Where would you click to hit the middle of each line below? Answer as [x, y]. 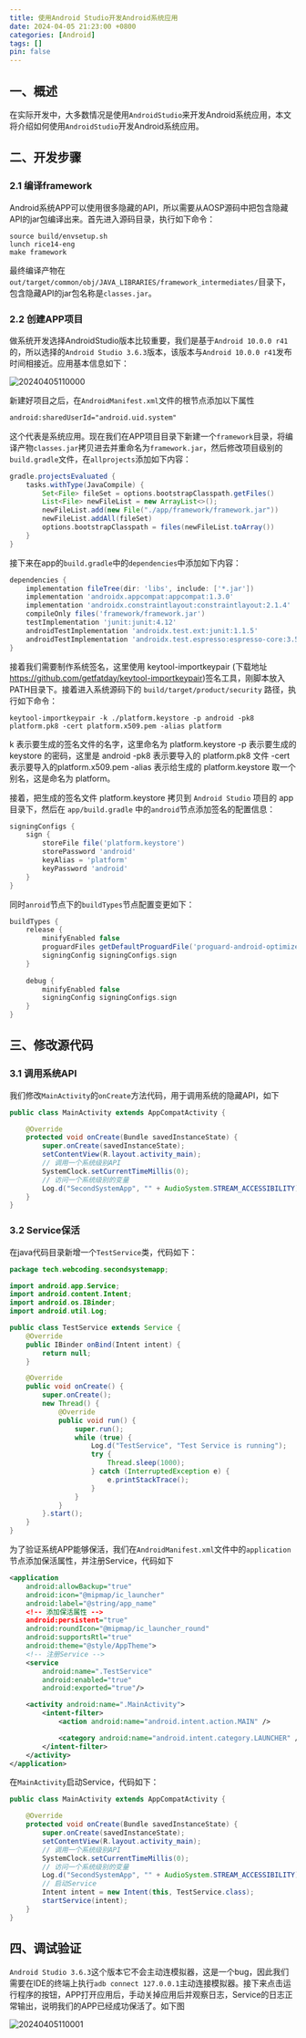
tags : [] [26, 43]
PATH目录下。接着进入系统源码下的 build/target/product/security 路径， [149, 689]
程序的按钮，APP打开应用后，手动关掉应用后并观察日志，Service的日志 [151, 1995]
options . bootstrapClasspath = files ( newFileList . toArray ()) [158, 527]
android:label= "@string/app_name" [91, 1603]
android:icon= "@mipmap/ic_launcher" [96, 1595]
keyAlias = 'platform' [85, 860]
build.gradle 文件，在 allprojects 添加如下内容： [100, 459]
